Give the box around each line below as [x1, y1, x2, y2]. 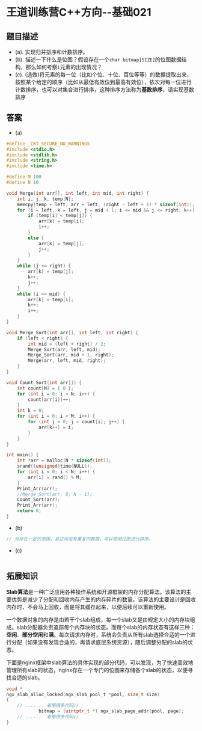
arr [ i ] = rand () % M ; [28, 474, 82, 480]
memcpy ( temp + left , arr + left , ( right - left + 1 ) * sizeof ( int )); [17, 201, 195, 207]
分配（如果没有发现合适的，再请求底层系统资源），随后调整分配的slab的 [11, 638, 188, 646]
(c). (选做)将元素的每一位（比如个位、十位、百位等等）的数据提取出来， [14, 71, 192, 78]
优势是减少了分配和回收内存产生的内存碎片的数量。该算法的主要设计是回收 [11, 596, 196, 603]
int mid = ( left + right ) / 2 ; [28, 341, 106, 347]
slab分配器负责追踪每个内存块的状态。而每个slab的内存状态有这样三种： [16, 623, 195, 631]
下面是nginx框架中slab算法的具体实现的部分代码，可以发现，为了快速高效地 [6, 659, 194, 666]
